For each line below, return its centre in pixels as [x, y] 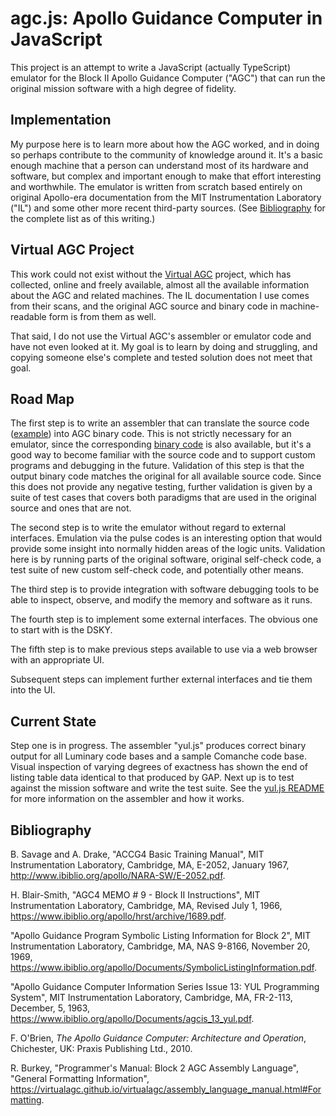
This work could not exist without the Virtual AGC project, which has [151, 274]
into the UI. [33, 690]
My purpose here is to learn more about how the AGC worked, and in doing [165, 144]
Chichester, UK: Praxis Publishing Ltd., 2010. [101, 1048]
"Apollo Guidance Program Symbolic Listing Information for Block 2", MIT [161, 935]
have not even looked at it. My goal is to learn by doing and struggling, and [164, 346]
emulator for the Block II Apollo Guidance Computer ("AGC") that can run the [168, 78]
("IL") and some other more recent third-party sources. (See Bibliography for [168, 208]
